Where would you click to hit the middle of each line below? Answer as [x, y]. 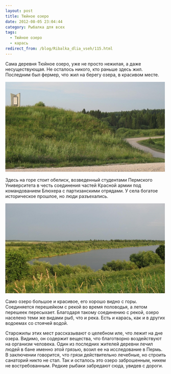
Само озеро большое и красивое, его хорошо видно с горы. [71, 301]
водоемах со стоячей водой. [37, 323]
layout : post [19, 11]
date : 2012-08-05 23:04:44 [34, 21]
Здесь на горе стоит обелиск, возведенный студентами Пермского [79, 180]
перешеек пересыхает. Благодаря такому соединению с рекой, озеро [82, 312]
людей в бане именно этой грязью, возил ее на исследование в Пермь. [84, 349]
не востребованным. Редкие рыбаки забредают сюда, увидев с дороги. [84, 365]
